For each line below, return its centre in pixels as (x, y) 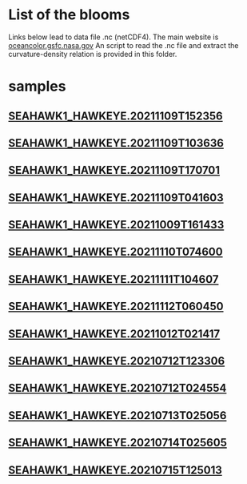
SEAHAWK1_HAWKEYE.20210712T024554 (118, 388)
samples (37, 87)
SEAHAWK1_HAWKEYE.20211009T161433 (116, 225)
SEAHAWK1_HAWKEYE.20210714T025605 (118, 443)
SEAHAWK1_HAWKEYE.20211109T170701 (114, 170)
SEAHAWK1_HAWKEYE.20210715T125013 (115, 470)
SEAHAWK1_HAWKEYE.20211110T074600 (116, 252)
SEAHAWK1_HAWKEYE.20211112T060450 (116, 307)
